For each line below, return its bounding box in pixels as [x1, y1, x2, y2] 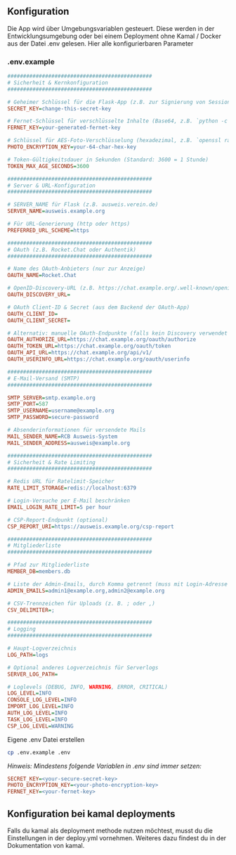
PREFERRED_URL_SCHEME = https [7, 226, 90, 234]
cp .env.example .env [7, 749, 71, 756]
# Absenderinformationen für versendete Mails [7, 427, 146, 434]
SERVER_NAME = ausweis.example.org [7, 207, 105, 215]
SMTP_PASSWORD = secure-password [7, 414, 99, 421]
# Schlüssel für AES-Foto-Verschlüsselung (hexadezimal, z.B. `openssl [7, 137, 221, 144]
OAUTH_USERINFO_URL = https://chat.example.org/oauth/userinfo [7, 356, 190, 363]
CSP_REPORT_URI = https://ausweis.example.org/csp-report [7, 523, 174, 530]
